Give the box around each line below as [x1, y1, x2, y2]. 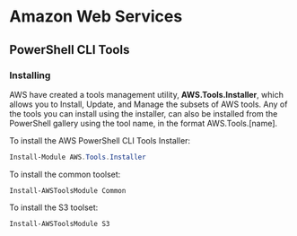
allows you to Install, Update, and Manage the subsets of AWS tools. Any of [9, 99, 288, 109]
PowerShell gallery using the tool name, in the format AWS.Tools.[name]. [9, 118, 278, 128]
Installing [9, 69, 51, 82]
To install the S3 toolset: [9, 202, 99, 213]
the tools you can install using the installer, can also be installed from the [9, 108, 278, 118]
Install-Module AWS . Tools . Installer [9, 153, 146, 162]
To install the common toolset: [9, 169, 121, 179]
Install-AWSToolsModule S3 [9, 219, 110, 228]
